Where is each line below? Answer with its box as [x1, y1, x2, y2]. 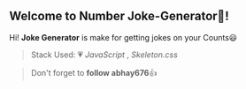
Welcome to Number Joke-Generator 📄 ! [9, 9, 229, 24]
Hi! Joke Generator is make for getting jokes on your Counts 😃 [9, 32, 237, 42]
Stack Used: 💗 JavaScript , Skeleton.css [30, 49, 179, 60]
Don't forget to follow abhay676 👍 [30, 67, 158, 78]
